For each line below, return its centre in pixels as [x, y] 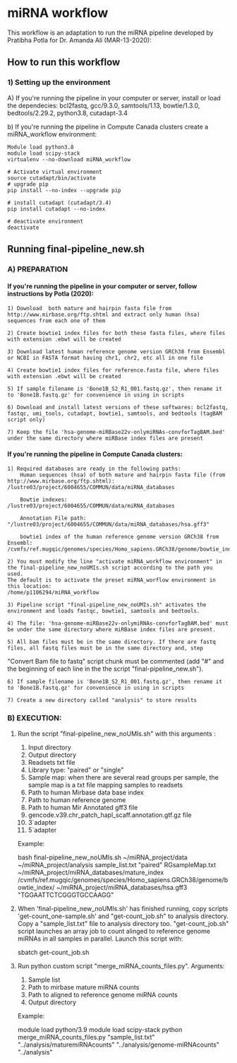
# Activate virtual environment [55, 172]
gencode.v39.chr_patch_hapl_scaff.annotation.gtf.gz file [110, 815]
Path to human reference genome [77, 799]
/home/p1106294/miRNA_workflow [53, 593]
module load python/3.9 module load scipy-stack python [100, 1029]
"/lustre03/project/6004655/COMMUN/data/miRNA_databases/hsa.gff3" [109, 524]
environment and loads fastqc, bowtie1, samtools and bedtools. [104, 611]
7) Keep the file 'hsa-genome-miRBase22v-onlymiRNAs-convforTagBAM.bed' [116, 433]
